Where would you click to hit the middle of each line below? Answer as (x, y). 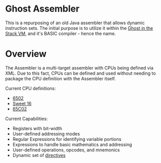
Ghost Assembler (42, 9)
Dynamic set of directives (39, 155)
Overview (26, 54)
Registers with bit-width (37, 128)
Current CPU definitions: (31, 88)
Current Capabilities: (26, 119)
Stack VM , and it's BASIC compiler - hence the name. (61, 33)
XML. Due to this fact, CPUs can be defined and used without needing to (80, 73)
